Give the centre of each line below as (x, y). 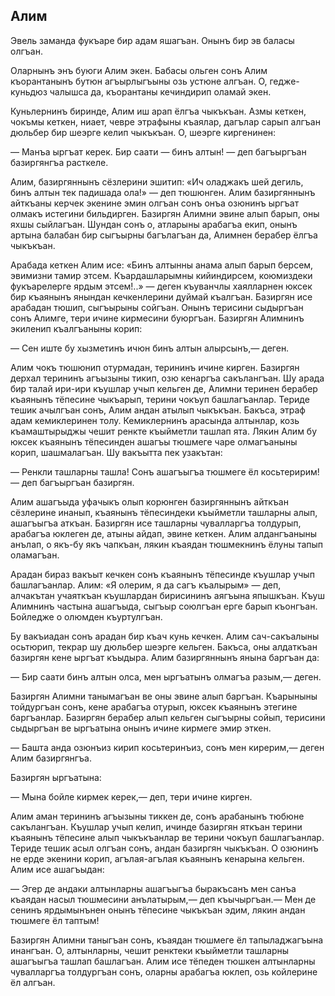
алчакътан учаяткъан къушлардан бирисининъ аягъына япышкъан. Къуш (167, 595)
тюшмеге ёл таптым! (55, 920)
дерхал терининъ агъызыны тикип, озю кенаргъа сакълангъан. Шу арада (167, 378)
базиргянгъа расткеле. (59, 162)
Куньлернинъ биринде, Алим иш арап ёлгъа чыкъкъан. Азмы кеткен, (158, 111)
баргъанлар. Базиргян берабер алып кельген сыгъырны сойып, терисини (168, 717)
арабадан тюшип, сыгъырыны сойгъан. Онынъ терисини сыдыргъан (157, 307)
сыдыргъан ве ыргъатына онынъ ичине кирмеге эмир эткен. (141, 728)
